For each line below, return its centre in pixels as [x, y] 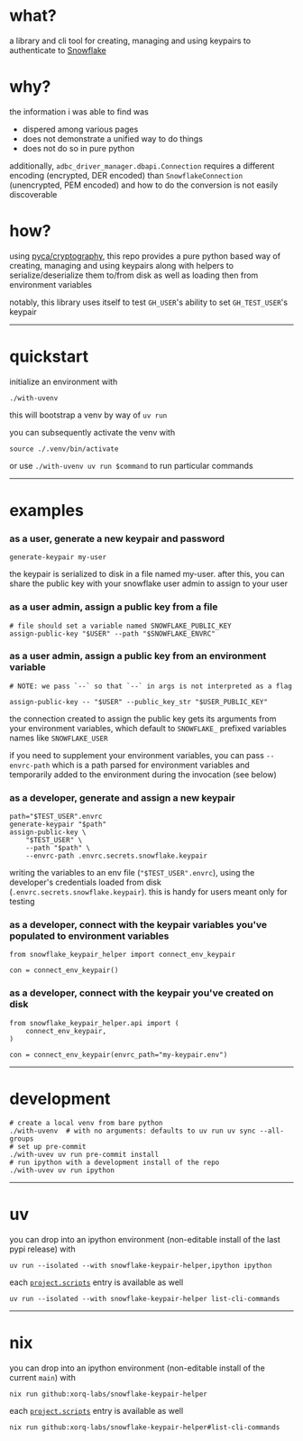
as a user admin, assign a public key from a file [114, 607]
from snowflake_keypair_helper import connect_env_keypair [123, 955]
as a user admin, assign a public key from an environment [138, 656]
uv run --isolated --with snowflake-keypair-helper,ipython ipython [141, 1265]
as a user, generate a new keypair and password [117, 538]
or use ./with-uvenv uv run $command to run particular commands [132, 465]
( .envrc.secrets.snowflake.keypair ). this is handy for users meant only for [148, 892]
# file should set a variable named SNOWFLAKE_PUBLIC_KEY [120, 626]
